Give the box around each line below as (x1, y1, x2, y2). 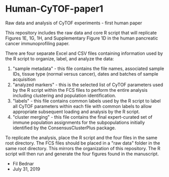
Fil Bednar (12, 160, 35, 166)
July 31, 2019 (12, 166, 41, 172)
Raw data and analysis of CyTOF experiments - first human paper (5, 20, 142, 26)
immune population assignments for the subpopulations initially (12, 119, 145, 125)
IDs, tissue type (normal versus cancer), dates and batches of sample (12, 70, 158, 77)
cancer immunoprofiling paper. (5, 40, 70, 46)
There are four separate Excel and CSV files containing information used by (5, 50, 163, 56)
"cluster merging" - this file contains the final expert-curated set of (12, 114, 153, 120)
